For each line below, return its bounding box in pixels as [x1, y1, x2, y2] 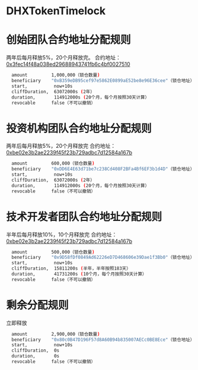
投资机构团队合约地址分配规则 [6, 122, 152, 135]
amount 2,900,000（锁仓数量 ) [11, 331, 100, 337]
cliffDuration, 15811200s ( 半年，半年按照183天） [11, 265, 132, 271]
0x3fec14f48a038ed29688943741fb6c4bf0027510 [6, 61, 130, 68]
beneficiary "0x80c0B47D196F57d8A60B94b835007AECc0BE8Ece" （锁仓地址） [11, 337, 195, 343]
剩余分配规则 [6, 298, 69, 312]
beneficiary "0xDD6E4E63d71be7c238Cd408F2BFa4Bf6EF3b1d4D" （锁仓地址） [11, 166, 195, 172]
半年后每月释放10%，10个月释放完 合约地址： [6, 230, 117, 238]
